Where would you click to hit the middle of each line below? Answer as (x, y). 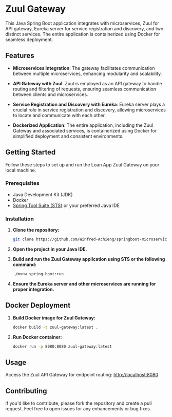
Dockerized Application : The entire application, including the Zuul (83, 125)
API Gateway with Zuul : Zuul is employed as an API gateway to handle (87, 83)
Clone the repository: (36, 230)
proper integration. (33, 289)
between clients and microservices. (50, 94)
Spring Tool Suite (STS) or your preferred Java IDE (66, 205)
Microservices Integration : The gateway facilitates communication (84, 68)
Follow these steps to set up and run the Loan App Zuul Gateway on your (82, 164)
